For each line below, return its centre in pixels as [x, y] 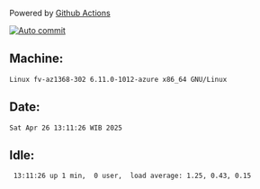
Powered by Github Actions [60, 13]
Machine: [36, 59]
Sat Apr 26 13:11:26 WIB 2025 [66, 128]
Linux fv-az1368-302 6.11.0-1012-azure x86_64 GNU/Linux [118, 79]
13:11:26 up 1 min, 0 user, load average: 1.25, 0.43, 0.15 [132, 176]
